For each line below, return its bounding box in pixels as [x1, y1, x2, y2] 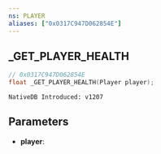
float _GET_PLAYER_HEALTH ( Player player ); [8, 79, 154, 87]
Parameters [8, 115, 69, 129]
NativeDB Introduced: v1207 [8, 93, 104, 101]
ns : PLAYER [8, 11, 46, 20]
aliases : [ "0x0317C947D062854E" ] [8, 19, 122, 28]
